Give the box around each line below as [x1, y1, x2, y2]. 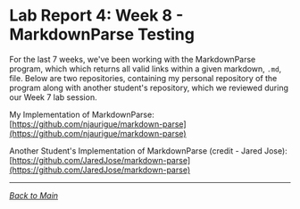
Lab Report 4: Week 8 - [9, 5, 184, 26]
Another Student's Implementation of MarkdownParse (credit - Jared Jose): [9, 145, 287, 156]
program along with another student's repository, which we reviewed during [9, 82, 288, 93]
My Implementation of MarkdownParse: [9, 109, 154, 120]
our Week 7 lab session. [9, 91, 97, 103]
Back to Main [9, 189, 59, 201]
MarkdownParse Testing [9, 24, 195, 45]
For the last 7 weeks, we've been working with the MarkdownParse [9, 54, 256, 64]
